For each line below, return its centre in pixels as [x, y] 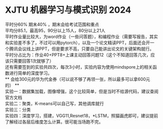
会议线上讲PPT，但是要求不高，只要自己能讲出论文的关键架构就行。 [86, 49]
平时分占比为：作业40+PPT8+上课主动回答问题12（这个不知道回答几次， [78, 55]
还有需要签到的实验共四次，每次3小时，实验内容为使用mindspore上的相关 [79, 67]
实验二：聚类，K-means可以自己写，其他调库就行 [54, 103]
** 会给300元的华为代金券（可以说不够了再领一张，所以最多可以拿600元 [78, 79]
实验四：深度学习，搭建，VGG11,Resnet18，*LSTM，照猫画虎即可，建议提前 [81, 115]
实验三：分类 [18, 110]
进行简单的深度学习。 [30, 73]
